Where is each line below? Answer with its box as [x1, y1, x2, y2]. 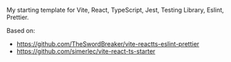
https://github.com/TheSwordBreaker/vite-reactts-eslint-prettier [16, 40, 200, 48]
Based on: [6, 27, 35, 34]
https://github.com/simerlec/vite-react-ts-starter [16, 48, 156, 55]
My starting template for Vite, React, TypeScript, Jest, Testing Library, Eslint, [6, 6, 224, 14]
